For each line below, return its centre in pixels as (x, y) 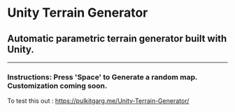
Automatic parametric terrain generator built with (117, 39)
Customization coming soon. (57, 86)
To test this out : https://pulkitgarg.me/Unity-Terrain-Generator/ (98, 101)
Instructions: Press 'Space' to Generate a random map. (102, 77)
